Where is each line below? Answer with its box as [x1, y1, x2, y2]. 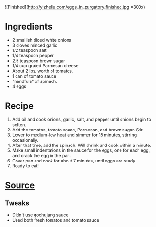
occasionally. [12, 137, 39, 143]
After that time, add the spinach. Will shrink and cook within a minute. [12, 142, 152, 148]
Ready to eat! [12, 162, 39, 169]
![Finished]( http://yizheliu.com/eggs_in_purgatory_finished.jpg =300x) [5, 4, 145, 10]
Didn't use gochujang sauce [12, 212, 69, 218]
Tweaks [5, 199, 30, 208]
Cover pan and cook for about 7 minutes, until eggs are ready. [12, 158, 137, 163]
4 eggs [12, 83, 27, 89]
